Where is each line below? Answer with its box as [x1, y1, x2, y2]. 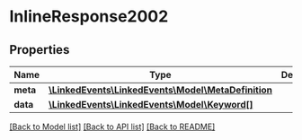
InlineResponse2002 [9, 6, 169, 27]
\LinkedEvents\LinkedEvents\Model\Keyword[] [48, 99, 253, 110]
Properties [9, 42, 70, 57]
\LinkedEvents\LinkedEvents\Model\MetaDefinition [48, 83, 272, 96]
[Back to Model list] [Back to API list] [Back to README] [9, 121, 216, 132]
